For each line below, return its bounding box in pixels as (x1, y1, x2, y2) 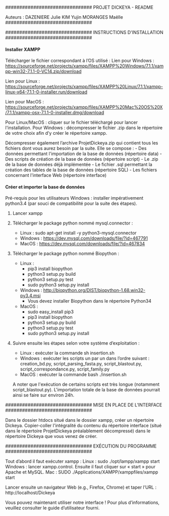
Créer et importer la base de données (5, 183, 85, 190)
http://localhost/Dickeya (5, 490, 55, 496)
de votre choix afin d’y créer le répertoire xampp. (5, 130, 107, 136)
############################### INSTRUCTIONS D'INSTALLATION (5, 29, 164, 35)
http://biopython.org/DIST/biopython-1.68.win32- (43, 287, 146, 293)
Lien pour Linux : (5, 78, 40, 84)
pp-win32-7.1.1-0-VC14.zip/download (5, 68, 82, 75)
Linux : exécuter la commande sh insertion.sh (20, 350, 115, 356)
